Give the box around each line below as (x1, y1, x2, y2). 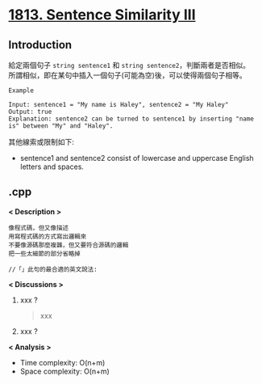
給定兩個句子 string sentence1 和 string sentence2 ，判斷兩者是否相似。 (8, 61, 250, 70)
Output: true (8, 108, 52, 116)
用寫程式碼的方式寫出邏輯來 (8, 232, 87, 240)
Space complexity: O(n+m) (19, 366, 110, 376)
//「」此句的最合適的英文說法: (8, 265, 98, 273)
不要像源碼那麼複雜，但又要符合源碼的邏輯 (8, 241, 129, 249)
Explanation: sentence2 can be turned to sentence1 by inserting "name (8, 115, 254, 123)
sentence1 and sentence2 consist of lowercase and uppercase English (19, 154, 254, 162)
